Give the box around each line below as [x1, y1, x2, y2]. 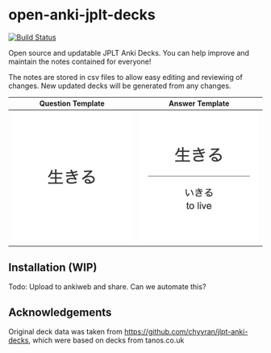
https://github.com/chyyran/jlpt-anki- [123, 327, 248, 337]
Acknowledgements [8, 305, 112, 319]
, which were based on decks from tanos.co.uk [27, 335, 185, 345]
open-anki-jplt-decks [8, 6, 156, 24]
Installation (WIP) [8, 260, 98, 274]
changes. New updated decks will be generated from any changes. [8, 81, 231, 90]
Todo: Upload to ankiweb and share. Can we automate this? [8, 282, 206, 292]
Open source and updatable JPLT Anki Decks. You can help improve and [8, 48, 250, 57]
